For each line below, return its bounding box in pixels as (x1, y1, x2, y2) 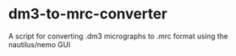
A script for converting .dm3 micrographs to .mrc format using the (8, 31, 229, 41)
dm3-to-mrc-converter (8, 5, 168, 23)
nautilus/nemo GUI (8, 39, 71, 49)
